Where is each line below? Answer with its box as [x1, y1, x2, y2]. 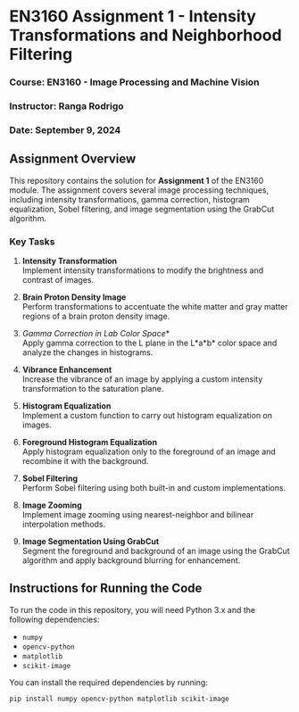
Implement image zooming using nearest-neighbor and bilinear [21, 509, 254, 520]
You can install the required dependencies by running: [9, 676, 208, 688]
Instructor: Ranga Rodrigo [9, 100, 124, 112]
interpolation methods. [21, 519, 106, 530]
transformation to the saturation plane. [21, 384, 164, 394]
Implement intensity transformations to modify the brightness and [21, 265, 264, 276]
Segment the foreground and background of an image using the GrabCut [21, 546, 290, 557]
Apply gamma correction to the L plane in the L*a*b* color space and [21, 337, 278, 349]
